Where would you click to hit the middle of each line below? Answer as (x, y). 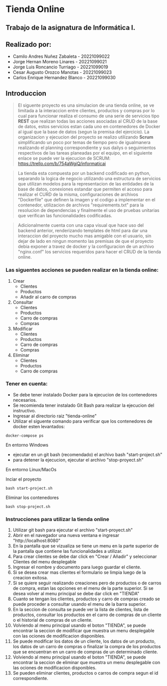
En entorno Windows (27, 445)
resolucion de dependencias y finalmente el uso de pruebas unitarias (88, 210)
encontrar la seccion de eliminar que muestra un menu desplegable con (86, 663)
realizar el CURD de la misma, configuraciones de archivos (78, 194)
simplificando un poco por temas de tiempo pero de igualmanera (84, 143)
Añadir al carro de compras (48, 297)
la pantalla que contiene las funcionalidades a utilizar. (68, 551)
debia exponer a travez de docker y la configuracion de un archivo (86, 247)
